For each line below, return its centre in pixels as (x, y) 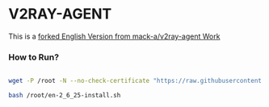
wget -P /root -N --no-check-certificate (79, 81)
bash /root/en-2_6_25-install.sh (65, 96)
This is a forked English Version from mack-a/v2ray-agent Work (114, 36)
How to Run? (34, 57)
